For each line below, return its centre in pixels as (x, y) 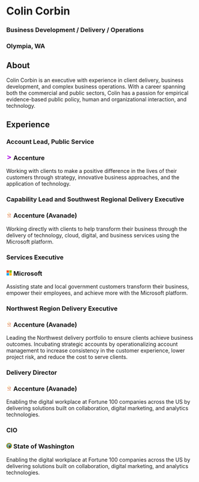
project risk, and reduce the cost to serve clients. (67, 357)
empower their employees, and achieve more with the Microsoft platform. (97, 293)
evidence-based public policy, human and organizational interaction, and (96, 99)
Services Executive (35, 257)
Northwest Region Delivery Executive (62, 308)
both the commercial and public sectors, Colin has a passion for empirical (97, 93)
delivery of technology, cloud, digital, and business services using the (93, 235)
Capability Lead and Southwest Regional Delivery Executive (95, 199)
